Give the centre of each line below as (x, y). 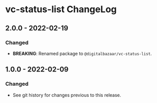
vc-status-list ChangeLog (61, 9)
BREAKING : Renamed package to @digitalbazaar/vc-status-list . (82, 53)
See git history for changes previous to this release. (67, 95)
